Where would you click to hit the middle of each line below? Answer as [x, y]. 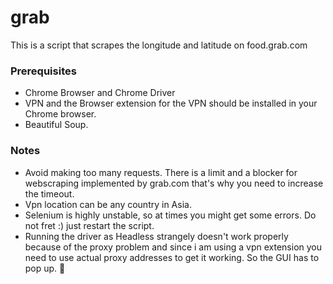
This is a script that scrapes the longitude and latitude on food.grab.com [159, 45]
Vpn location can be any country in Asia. [108, 204]
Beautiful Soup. [56, 125]
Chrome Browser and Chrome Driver [100, 93]
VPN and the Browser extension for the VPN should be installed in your [171, 103]
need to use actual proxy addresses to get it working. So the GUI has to [172, 257]
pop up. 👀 [45, 268]
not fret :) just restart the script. [89, 225]
